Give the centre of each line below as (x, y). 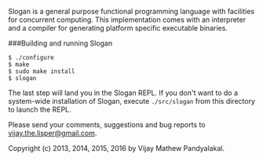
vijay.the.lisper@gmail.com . (53, 133)
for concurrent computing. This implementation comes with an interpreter (127, 20)
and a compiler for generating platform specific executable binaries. (118, 28)
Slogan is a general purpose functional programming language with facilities (131, 11)
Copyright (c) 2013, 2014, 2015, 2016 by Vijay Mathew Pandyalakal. (117, 148)
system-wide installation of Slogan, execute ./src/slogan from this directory (131, 101)
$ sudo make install (42, 71)
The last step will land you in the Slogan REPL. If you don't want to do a (123, 93)
